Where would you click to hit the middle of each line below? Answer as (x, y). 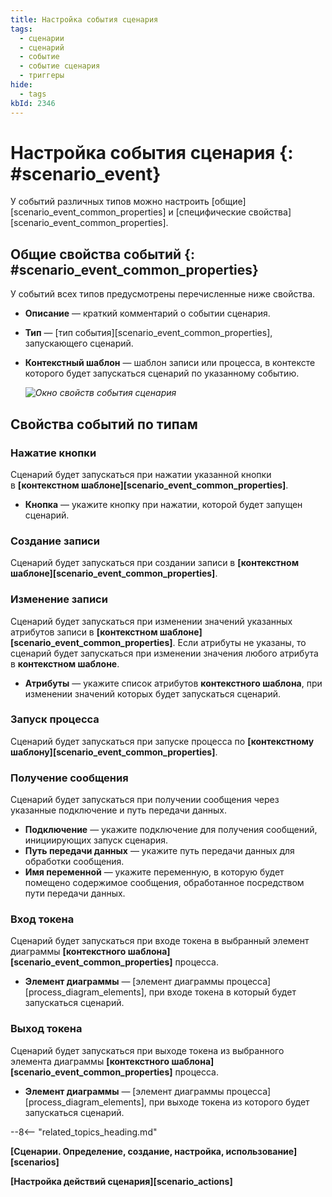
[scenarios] (35, 1162)
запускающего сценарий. (79, 343)
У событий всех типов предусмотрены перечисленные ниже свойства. (163, 294)
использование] (261, 1151)
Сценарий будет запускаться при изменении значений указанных (151, 621)
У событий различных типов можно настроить (110, 202)
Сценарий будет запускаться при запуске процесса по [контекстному (162, 741)
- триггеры (42, 76)
